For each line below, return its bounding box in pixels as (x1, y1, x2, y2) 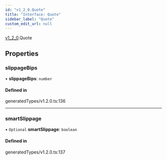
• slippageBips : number (5, 75, 53, 81)
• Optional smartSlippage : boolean (5, 127, 77, 133)
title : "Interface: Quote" (5, 12, 61, 17)
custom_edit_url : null (5, 21, 52, 26)
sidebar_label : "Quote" (5, 16, 55, 21)
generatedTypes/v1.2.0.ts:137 (5, 149, 66, 155)
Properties (5, 49, 39, 58)
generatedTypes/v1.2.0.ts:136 (5, 98, 66, 104)
